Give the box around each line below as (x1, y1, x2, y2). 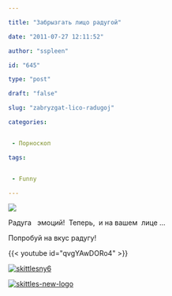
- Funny (11, 174, 37, 182)
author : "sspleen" (8, 47, 69, 55)
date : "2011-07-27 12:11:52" (8, 32, 104, 40)
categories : (8, 118, 47, 126)
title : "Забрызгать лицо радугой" (8, 18, 122, 26)
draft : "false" (8, 90, 58, 98)
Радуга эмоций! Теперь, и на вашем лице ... (8, 218, 166, 227)
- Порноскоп (11, 139, 51, 147)
